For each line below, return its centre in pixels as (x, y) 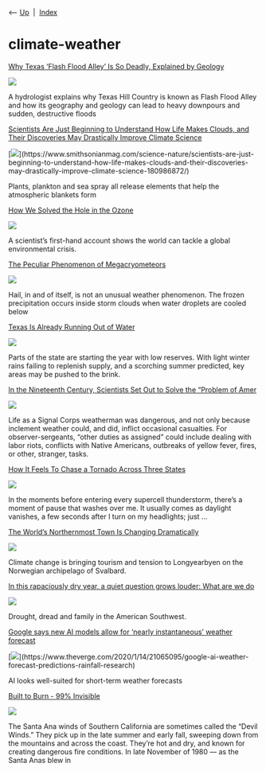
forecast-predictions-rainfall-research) (72, 665)
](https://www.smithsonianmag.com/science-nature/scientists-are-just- (137, 154)
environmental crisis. (43, 249)
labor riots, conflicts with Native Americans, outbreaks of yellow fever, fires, (133, 445)
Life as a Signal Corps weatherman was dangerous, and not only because (129, 420)
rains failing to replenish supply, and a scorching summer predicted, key (127, 365)
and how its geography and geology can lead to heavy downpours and (124, 105)
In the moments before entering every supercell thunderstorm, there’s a (125, 499)
